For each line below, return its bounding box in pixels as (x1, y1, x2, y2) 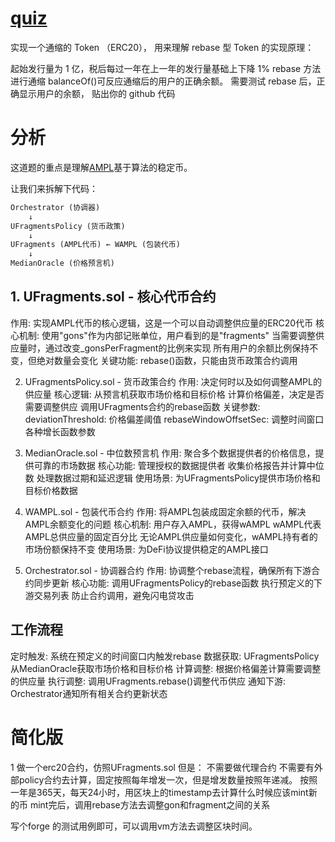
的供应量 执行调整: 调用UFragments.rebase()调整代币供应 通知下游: (10, 675, 286, 687)
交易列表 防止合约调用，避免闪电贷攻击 (33, 589, 195, 601)
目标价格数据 (24, 484, 78, 496)
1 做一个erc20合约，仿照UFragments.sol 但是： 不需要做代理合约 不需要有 (10, 761, 315, 773)
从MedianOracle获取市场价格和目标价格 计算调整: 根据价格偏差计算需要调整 (10, 662, 322, 674)
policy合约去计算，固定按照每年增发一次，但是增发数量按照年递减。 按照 (18, 773, 318, 786)
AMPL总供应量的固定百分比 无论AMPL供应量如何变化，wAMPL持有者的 (24, 530, 318, 542)
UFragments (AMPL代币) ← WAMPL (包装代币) (10, 240, 181, 250)
